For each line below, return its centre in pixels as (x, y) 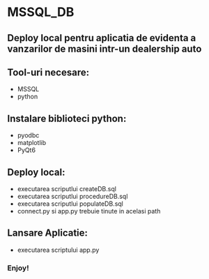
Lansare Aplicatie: (48, 233)
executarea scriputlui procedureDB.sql (72, 197)
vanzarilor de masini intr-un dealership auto (104, 48)
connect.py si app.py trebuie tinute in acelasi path (89, 211)
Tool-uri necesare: (48, 72)
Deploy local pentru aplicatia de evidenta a (102, 38)
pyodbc (28, 135)
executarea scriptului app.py (58, 250)
